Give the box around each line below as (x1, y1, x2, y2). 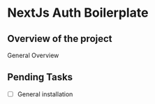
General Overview (7, 51, 59, 59)
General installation (17, 89, 73, 98)
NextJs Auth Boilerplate (7, 5, 149, 21)
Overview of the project (7, 33, 113, 45)
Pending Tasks (7, 71, 73, 83)
